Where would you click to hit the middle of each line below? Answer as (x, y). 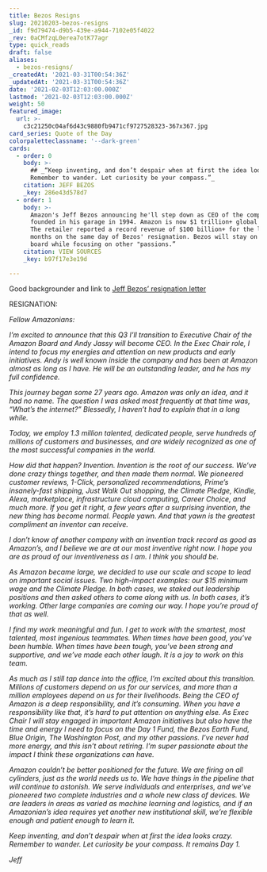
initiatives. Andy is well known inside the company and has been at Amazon (133, 360)
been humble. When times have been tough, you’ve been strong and (121, 646)
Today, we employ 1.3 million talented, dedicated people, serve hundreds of (133, 432)
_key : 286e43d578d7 (55, 192)
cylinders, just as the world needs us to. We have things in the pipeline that (132, 778)
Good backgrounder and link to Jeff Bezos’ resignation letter (108, 288)
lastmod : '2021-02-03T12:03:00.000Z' (71, 97)
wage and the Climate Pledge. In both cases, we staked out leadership (125, 589)
